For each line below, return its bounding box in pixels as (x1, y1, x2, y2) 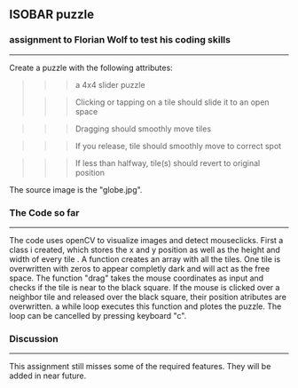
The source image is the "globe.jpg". (9, 184, 143, 194)
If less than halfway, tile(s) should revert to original (74, 157, 261, 168)
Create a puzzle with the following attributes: (9, 62, 173, 73)
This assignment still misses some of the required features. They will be (9, 361, 271, 372)
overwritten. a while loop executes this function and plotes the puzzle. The (9, 301, 282, 312)
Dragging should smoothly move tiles (74, 123, 211, 134)
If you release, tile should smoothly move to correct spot (74, 140, 282, 151)
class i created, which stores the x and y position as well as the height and (9, 244, 281, 255)
